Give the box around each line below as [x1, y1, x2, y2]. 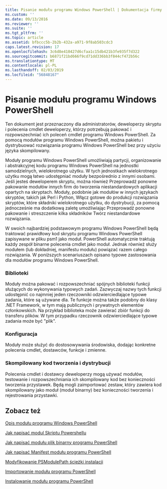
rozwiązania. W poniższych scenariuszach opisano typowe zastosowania [5, 252, 156, 258]
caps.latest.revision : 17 [5, 44, 59, 49]
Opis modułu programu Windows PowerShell [5, 420, 97, 426]
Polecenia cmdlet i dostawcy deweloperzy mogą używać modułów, [5, 371, 143, 377]
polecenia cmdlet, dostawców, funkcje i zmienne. [5, 347, 106, 353]
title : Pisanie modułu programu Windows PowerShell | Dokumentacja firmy [5, 7, 162, 12]
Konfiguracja [5, 331, 37, 338]
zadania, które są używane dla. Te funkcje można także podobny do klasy [5, 297, 157, 303]
